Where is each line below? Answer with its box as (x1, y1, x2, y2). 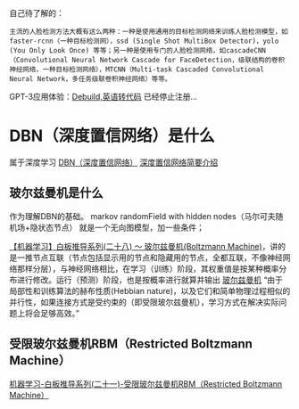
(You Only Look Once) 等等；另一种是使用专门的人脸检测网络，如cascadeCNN (9, 46, 266, 55)
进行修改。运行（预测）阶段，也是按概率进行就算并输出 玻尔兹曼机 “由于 (16, 274, 284, 285)
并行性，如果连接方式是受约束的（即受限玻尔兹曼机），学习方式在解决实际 (9, 297, 279, 307)
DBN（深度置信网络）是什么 (9, 126, 216, 146)
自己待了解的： (9, 8, 64, 18)
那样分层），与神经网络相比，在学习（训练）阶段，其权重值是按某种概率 (16, 263, 279, 274)
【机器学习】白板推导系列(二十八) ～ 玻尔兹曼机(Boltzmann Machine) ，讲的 (9, 241, 286, 251)
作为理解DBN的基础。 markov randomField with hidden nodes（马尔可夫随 (9, 210, 284, 221)
